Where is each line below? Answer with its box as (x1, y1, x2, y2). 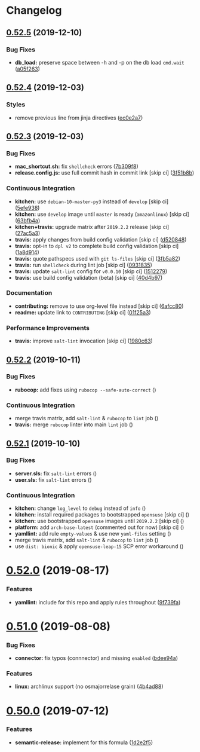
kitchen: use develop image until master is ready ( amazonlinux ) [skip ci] (14, 210, 189, 218)
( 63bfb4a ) (14, 216, 41, 224)
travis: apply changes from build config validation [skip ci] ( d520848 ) (14, 236, 187, 243)
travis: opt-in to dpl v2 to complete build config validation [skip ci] (14, 242, 179, 249)
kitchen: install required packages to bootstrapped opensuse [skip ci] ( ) (14, 511, 190, 518)
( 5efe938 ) (14, 204, 40, 211)
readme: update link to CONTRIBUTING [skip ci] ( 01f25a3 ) (14, 308, 151, 316)
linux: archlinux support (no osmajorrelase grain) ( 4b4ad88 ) (14, 683, 164, 690)
